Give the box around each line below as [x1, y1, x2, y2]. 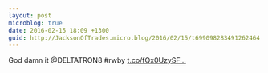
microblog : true [8, 19, 63, 27]
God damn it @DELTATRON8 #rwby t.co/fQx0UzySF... [8, 56, 187, 65]
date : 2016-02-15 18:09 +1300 [8, 26, 110, 34]
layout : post [8, 11, 52, 20]
